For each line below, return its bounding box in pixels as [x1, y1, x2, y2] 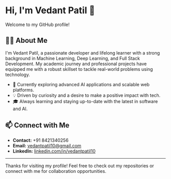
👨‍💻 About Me [5, 36, 48, 45]
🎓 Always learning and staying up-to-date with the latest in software [12, 98, 158, 104]
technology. [5, 71, 31, 78]
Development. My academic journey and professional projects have [5, 61, 147, 67]
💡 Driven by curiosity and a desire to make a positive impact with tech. [12, 92, 161, 98]
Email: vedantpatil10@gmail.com [12, 142, 81, 148]
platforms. [12, 87, 35, 93]
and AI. [12, 106, 28, 112]
